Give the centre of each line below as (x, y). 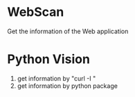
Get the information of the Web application (68, 31)
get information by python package (67, 86)
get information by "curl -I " (56, 78)
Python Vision (48, 59)
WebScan (36, 12)
